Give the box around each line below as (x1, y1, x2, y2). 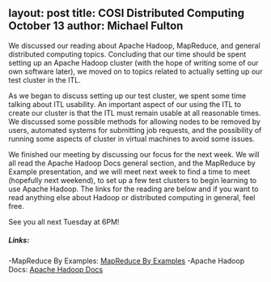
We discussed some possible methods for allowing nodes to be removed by (8, 117, 261, 126)
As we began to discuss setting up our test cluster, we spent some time (8, 91, 247, 100)
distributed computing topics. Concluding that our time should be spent (8, 49, 247, 59)
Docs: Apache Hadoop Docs (8, 264, 104, 274)
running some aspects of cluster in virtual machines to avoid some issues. (8, 134, 256, 143)
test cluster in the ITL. (8, 75, 81, 84)
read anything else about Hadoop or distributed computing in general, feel (8, 192, 256, 202)
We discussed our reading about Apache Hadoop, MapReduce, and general (8, 41, 260, 50)
